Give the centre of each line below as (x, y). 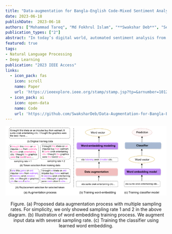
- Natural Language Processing (39, 54)
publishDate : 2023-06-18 (33, 22)
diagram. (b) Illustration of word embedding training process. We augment (86, 215)
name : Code (26, 108)
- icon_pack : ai (27, 98)
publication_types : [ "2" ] (33, 33)
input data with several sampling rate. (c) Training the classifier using (86, 220)
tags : (11, 49)
